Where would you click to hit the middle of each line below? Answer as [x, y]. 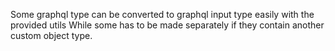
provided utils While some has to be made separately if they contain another [167, 25]
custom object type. [51, 35]
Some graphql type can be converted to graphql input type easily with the [162, 14]
